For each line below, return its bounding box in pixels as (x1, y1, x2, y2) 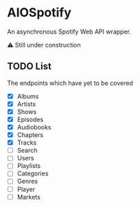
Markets (16, 193, 41, 201)
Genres (16, 177, 38, 186)
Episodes (16, 115, 44, 123)
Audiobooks (16, 123, 51, 131)
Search (16, 146, 38, 155)
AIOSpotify (7, 5, 72, 21)
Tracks (16, 138, 37, 147)
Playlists (16, 162, 41, 170)
